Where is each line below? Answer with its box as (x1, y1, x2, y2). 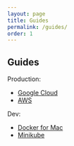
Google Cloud (17, 89, 58, 97)
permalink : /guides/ (7, 23, 68, 30)
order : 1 (7, 30, 33, 37)
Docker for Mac (17, 123, 63, 132)
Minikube (17, 131, 45, 140)
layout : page (7, 10, 46, 18)
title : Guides (7, 17, 49, 24)
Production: (7, 75, 41, 83)
